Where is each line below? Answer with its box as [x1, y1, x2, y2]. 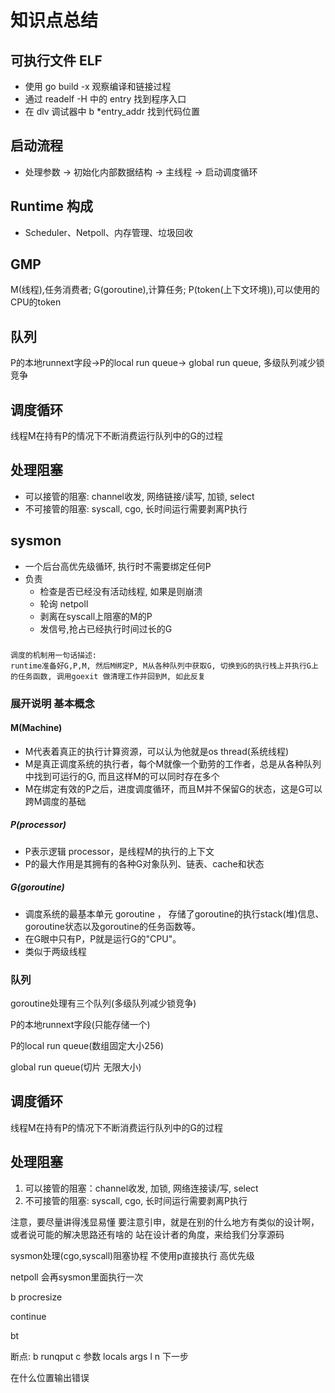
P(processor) [10, 819, 67, 831]
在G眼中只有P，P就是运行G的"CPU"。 [24, 932, 182, 945]
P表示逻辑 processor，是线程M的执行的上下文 [24, 845, 215, 857]
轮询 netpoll [39, 597, 89, 610]
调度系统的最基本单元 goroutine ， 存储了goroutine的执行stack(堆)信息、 [24, 907, 325, 920]
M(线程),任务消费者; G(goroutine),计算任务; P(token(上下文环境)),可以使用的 [10, 284, 320, 296]
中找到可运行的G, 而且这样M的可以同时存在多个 [24, 770, 220, 782]
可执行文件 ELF [10, 52, 103, 69]
